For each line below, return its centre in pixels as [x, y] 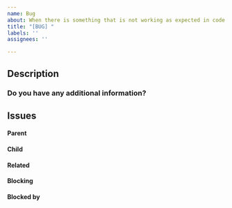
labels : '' [23, 33]
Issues [22, 115]
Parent [17, 133]
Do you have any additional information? [77, 93]
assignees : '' [28, 40]
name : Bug [22, 14]
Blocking [20, 181]
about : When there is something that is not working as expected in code [116, 20]
